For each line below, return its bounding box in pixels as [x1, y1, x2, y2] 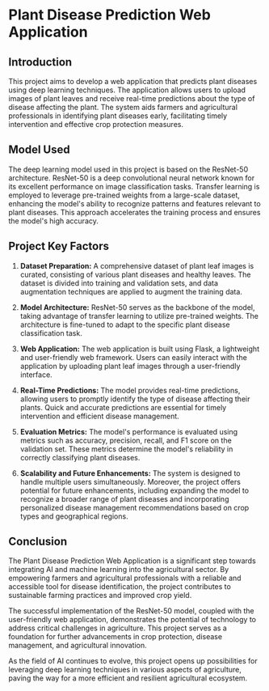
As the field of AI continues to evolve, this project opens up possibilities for [8, 656, 258, 666]
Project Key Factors [8, 240, 109, 253]
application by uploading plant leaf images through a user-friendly [19, 361, 241, 371]
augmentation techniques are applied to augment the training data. [19, 286, 242, 296]
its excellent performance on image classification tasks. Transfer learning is [8, 181, 260, 191]
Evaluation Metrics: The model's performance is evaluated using [19, 426, 238, 436]
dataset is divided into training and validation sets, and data [19, 278, 219, 288]
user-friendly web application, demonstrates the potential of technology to [8, 615, 257, 625]
